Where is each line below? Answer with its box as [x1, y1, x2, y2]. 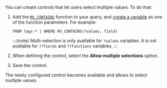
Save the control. [12, 62, 48, 68]
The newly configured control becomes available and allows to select [5, 72, 148, 78]
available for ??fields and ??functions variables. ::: [12, 43, 118, 49]
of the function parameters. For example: [12, 19, 97, 25]
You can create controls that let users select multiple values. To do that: [5, 4, 153, 10]
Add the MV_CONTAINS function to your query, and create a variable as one [12, 14, 163, 19]
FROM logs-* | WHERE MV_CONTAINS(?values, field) [12, 29, 118, 34]
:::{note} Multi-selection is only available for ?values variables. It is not [12, 37, 157, 43]
